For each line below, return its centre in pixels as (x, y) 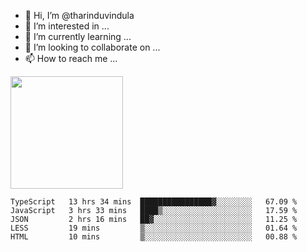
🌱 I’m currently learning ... (78, 36)
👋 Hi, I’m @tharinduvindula (79, 15)
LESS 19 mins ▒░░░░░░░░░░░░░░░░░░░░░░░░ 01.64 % (154, 228)
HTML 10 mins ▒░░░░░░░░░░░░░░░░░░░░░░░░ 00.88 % (154, 237)
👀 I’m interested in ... (67, 26)
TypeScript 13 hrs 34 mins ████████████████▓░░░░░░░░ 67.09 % (154, 202)
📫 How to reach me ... (71, 58)
